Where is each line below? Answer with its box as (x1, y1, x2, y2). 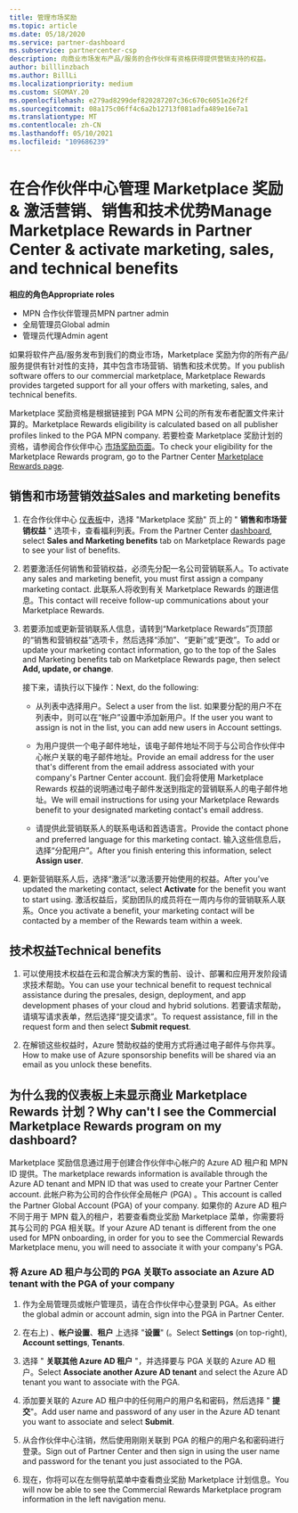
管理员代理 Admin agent (21, 330, 109, 341)
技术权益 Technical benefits (9, 942, 162, 958)
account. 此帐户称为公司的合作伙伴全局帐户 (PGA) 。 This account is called (9, 1189, 282, 1200)
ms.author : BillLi (9, 71, 77, 80)
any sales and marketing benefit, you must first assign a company (21, 572, 264, 584)
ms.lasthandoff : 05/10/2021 (9, 129, 114, 138)
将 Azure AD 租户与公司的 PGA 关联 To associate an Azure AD (9, 1266, 275, 1279)
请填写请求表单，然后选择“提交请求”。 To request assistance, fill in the (21, 1011, 278, 1022)
